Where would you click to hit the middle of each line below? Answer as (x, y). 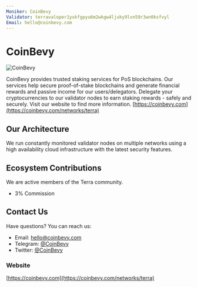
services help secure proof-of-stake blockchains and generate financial (93, 85)
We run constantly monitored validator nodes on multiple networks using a (96, 143)
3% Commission (34, 193)
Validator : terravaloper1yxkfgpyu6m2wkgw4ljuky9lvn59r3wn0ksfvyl (88, 17)
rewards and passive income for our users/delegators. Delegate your (90, 92)
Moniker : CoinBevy (29, 11)
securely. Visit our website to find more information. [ (71, 104)
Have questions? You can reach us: (49, 226)
